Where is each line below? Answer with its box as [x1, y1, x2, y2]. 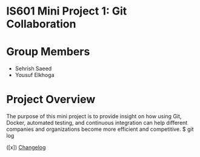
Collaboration [6, 17, 76, 31]
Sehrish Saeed [15, 65, 52, 72]
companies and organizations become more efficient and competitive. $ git [6, 125, 194, 133]
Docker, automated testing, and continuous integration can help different [6, 119, 188, 127]
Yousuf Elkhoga [15, 72, 55, 79]
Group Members [6, 45, 90, 59]
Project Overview [6, 93, 96, 107]
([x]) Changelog [6, 144, 46, 151]
